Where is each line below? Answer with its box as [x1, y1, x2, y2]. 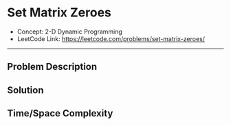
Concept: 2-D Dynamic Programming [16, 27, 122, 36]
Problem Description [7, 61, 98, 73]
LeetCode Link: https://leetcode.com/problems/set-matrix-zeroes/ [16, 34, 205, 42]
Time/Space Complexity [7, 108, 113, 119]
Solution [7, 84, 44, 96]
